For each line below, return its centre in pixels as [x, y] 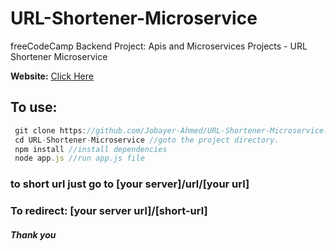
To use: [34, 107]
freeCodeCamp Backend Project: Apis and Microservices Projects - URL [159, 46]
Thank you [33, 234]
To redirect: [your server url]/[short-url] [109, 211]
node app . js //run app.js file [79, 158]
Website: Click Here [52, 76]
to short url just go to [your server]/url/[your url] [130, 184]
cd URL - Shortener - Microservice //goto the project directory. [147, 140]
